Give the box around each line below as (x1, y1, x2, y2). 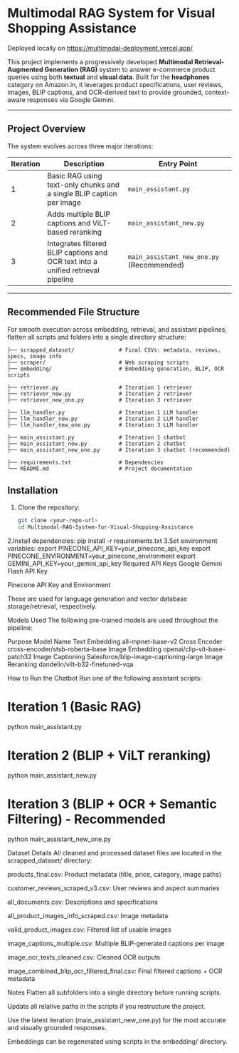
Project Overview (7, 123, 86, 135)
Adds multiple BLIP (47, 209, 110, 219)
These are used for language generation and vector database (7, 594, 188, 604)
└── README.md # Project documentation (7, 465, 193, 472)
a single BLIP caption (47, 188, 117, 198)
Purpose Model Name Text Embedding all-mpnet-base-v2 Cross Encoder (7, 637, 223, 646)
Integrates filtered (47, 238, 107, 248)
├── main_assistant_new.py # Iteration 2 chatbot (7, 440, 186, 447)
